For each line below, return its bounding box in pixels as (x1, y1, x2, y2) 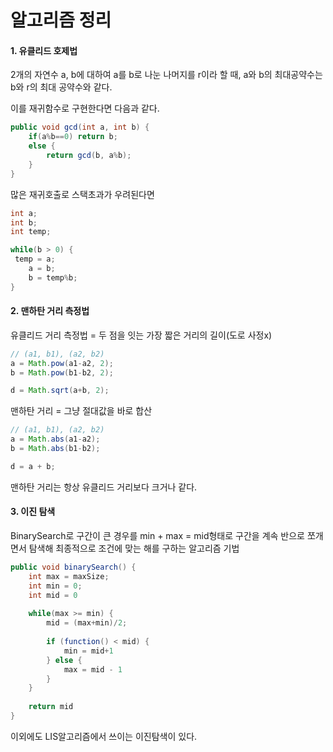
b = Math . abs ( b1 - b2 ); (10, 444, 101, 454)
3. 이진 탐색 (10, 506, 56, 518)
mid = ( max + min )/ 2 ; (46, 618, 128, 628)
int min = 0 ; (28, 581, 83, 591)
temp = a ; (14, 254, 56, 265)
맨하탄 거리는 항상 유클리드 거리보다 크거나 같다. (10, 481, 198, 493)
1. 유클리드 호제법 (10, 44, 78, 56)
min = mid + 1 (63, 646, 114, 656)
